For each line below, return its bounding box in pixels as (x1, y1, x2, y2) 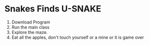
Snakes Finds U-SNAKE (4, 3, 102, 14)
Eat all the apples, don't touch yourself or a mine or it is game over (11, 34, 144, 40)
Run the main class (11, 24, 50, 30)
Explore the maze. (11, 29, 48, 35)
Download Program (11, 19, 50, 25)
